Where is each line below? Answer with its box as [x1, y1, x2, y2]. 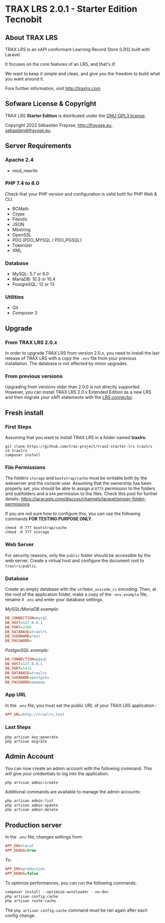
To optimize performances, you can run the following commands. [5, 880, 137, 886]
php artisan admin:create [5, 780, 58, 785]
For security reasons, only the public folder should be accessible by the [5, 552, 151, 558]
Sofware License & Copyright [5, 100, 97, 108]
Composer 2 [12, 310, 38, 316]
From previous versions [5, 373, 63, 379]
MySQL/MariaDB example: [5, 606, 59, 612]
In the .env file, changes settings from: [5, 834, 83, 840]
